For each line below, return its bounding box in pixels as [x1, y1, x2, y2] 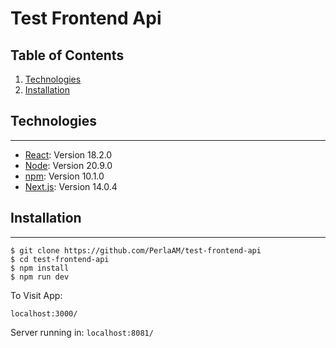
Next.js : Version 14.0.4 [24, 180, 118, 192]
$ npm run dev [10, 272, 70, 282]
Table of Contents [10, 47, 125, 64]
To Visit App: [10, 289, 63, 301]
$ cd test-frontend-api [10, 254, 110, 264]
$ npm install [10, 263, 70, 273]
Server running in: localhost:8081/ [10, 326, 154, 338]
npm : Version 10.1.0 [24, 170, 105, 182]
